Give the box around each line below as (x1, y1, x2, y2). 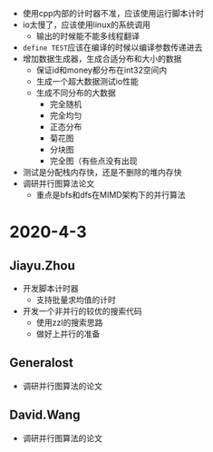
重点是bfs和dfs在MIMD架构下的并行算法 (35, 190, 186, 200)
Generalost (9, 355, 74, 370)
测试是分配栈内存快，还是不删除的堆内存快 (22, 167, 182, 177)
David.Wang (9, 408, 81, 423)
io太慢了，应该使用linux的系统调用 (22, 19, 151, 30)
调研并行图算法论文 (22, 178, 95, 189)
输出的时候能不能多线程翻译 (35, 31, 140, 41)
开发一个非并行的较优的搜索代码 (22, 306, 142, 316)
